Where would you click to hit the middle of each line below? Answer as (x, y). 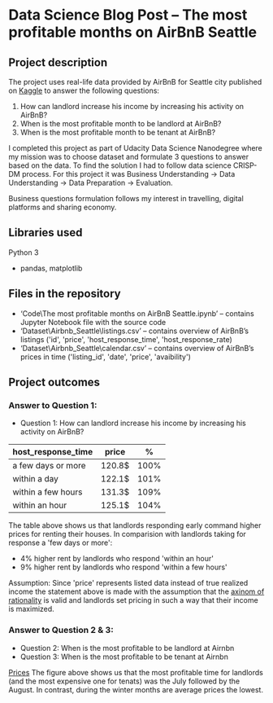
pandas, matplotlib (51, 268)
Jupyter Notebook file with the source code (93, 322)
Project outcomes (54, 382)
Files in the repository (65, 294)
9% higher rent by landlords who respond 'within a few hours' (123, 567)
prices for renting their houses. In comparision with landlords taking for (127, 534)
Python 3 (24, 252)
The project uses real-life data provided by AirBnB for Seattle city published (135, 82)
